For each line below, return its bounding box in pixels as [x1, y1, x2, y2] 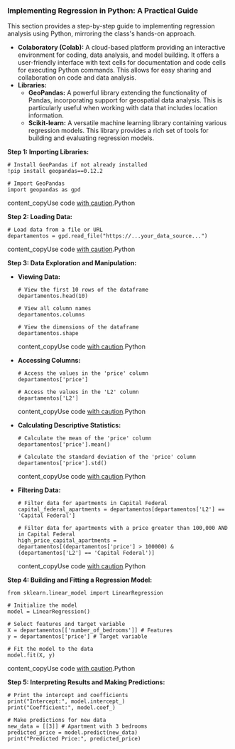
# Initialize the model [7, 602, 78, 610]
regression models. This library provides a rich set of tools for [28, 127, 209, 135]
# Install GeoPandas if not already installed [7, 161, 148, 169]
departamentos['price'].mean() [17, 441, 111, 448]
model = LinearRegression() [7, 608, 91, 615]
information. [28, 111, 64, 119]
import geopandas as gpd [7, 186, 81, 193]
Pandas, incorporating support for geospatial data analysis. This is [28, 96, 222, 105]
